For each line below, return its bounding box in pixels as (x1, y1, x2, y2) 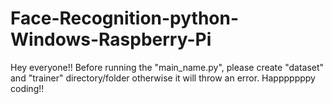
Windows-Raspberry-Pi (10, 28, 212, 51)
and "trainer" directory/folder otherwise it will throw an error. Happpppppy (10, 72, 316, 84)
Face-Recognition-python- (10, 7, 240, 30)
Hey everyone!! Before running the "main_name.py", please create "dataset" (10, 61, 325, 73)
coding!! (10, 82, 45, 94)
